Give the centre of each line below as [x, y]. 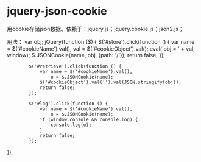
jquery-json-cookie [57, 11]
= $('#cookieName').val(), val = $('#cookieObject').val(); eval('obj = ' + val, [101, 48]
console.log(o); [71, 125]
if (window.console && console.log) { [89, 119]
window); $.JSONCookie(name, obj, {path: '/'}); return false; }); [86, 55]
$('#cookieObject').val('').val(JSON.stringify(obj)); [111, 82]
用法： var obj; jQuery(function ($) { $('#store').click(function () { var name [101, 41]
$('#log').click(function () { [69, 104]
